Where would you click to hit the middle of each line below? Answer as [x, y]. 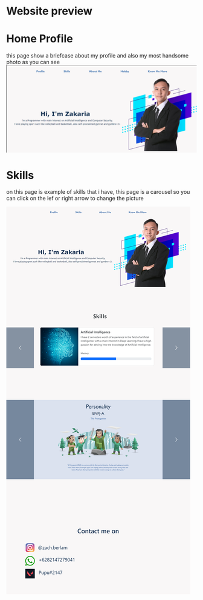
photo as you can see [33, 62]
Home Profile [40, 39]
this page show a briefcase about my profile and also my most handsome [98, 56]
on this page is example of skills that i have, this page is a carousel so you [98, 192]
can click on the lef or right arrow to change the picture [75, 199]
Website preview [49, 11]
